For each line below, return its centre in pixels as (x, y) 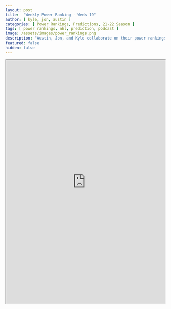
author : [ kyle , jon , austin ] (38, 19)
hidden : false (20, 48)
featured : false (22, 43)
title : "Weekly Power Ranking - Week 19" (51, 15)
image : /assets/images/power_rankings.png (51, 33)
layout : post (19, 10)
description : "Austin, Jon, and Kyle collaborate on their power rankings (86, 38)
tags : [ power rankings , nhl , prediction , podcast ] (62, 29)
